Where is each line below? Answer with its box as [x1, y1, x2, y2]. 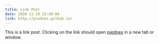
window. [5, 34, 22, 40]
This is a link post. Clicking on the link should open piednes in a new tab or [5, 29, 154, 35]
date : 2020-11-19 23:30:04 [5, 12, 60, 16]
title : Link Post [5, 7, 40, 12]
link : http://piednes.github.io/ [5, 16, 73, 21]
